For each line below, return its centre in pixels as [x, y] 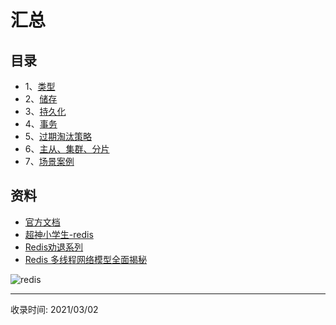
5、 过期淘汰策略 [58, 136]
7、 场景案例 [49, 161]
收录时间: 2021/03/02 [54, 309]
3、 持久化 [45, 111]
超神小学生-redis [59, 234]
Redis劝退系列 [54, 247]
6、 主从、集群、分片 [67, 149]
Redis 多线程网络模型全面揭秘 [86, 259]
